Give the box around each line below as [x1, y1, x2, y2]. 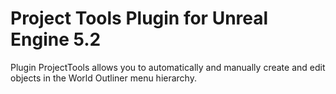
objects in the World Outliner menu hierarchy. [10, 72, 197, 84]
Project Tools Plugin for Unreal [10, 7, 269, 30]
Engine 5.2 [10, 28, 102, 51]
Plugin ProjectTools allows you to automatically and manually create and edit [10, 61, 326, 73]
